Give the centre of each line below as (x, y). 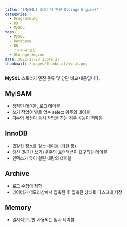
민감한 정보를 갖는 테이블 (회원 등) (44, 146)
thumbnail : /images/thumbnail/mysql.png (47, 64)
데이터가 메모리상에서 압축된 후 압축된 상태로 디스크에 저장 (67, 192)
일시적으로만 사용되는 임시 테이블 (43, 220)
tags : (10, 32)
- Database (20, 41)
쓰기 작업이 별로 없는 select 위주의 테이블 (51, 112)
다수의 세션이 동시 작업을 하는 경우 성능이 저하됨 (57, 118)
